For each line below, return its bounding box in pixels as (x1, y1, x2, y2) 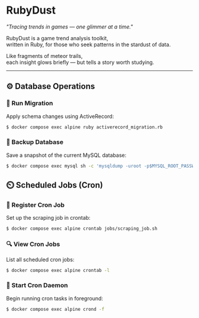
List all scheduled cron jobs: (6, 256, 75, 263)
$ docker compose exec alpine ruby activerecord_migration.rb (6, 124, 163, 130)
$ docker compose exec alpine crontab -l (6, 267, 110, 273)
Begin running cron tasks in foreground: (6, 294, 104, 302)
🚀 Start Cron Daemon (6, 281, 68, 290)
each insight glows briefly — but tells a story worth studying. (6, 59, 155, 66)
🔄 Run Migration (6, 99, 53, 107)
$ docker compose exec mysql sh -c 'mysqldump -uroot (6, 163, 142, 169)
